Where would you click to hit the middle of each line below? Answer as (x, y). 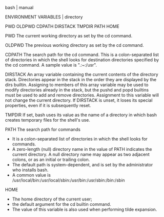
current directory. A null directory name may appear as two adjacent (81, 154)
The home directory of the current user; (52, 199)
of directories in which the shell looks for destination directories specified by (82, 60)
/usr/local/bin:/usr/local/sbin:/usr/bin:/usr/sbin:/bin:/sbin (69, 180)
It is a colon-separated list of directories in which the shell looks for (80, 139)
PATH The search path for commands (43, 129)
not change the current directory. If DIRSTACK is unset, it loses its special (79, 100)
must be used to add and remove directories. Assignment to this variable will (82, 95)
